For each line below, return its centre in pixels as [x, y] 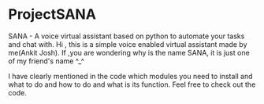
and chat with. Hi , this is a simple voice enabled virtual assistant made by [128, 44]
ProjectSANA [52, 14]
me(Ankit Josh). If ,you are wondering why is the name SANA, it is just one [129, 52]
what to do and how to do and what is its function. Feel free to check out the [132, 84]
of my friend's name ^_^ [46, 61]
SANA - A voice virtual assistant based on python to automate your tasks [126, 36]
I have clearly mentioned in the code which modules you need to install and [131, 76]
